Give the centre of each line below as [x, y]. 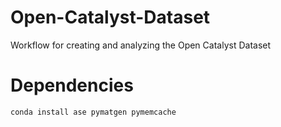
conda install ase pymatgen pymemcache [93, 112]
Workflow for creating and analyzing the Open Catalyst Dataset [141, 45]
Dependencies [72, 85]
